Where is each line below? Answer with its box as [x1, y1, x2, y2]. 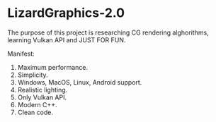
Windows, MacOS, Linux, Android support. [17, 78, 142, 86]
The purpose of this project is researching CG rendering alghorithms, [7, 28, 209, 37]
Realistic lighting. [17, 85, 68, 94]
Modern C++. [17, 100, 58, 109]
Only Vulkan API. [17, 93, 67, 102]
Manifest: [7, 49, 35, 58]
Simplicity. [17, 71, 48, 79]
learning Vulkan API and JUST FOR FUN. [7, 35, 126, 44]
